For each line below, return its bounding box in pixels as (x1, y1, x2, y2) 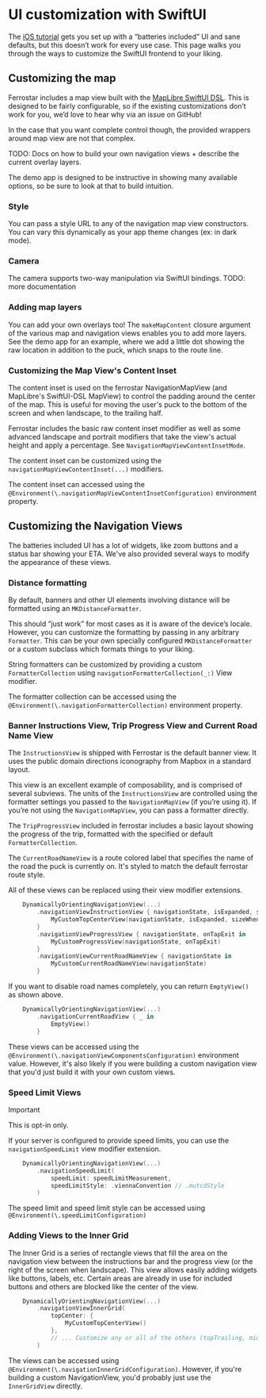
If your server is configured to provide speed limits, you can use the (8, 1135, 230, 1145)
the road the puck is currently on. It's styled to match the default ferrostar (8, 862, 249, 871)
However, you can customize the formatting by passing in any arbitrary (8, 628, 240, 637)
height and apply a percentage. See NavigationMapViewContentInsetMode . (8, 440, 245, 450)
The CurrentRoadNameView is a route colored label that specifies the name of (8, 853, 254, 862)
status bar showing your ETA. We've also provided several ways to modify (8, 549, 250, 559)
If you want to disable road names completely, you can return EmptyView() (8, 981, 249, 991)
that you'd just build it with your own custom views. (8, 1067, 176, 1077)
